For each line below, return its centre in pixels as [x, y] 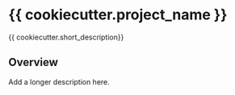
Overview [34, 62]
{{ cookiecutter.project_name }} [118, 15]
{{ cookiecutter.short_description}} [66, 37]
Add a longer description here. [59, 81]
